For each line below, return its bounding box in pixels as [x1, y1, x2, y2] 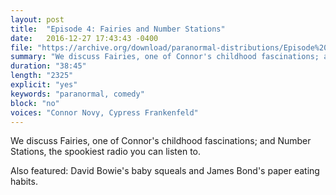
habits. [10, 176, 38, 188]
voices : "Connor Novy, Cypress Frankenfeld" [10, 107, 199, 118]
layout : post [10, 14, 65, 25]
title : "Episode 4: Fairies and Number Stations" [10, 24, 226, 34]
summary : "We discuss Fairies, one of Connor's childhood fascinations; [10, 52, 320, 62]
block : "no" [10, 98, 60, 108]
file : [10, 42, 33, 53]
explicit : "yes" [10, 80, 78, 90]
